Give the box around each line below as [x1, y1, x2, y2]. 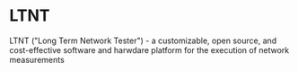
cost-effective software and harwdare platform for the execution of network [9, 44, 290, 55]
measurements [9, 54, 65, 65]
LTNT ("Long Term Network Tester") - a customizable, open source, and [9, 35, 277, 46]
